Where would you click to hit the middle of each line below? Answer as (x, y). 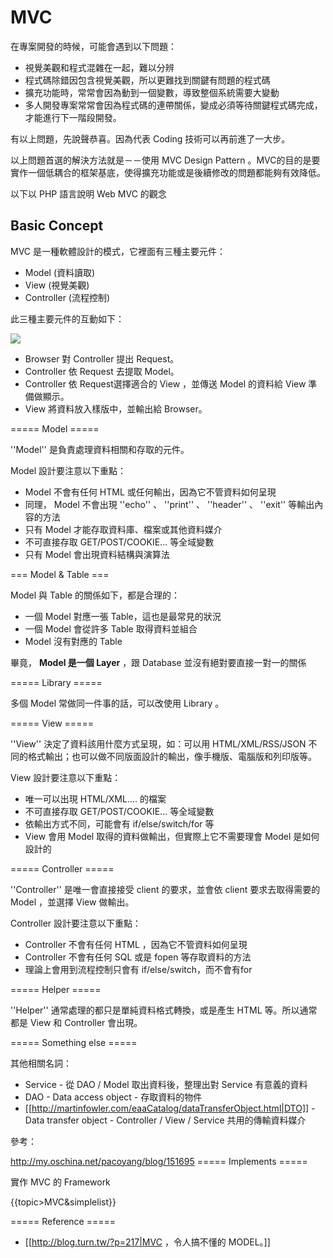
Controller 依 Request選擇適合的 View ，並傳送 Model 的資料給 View (165, 383)
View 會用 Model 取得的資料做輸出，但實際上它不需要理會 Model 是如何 (172, 836)
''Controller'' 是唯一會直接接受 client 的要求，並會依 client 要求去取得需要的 (165, 889)
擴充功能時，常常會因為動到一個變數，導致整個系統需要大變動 (152, 92)
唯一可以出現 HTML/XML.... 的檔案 (95, 798)
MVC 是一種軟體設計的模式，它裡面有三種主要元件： (118, 251)
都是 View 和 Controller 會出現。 (76, 1022)
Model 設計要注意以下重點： (68, 470)
